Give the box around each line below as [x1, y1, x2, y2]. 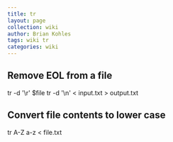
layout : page [7, 17, 46, 24]
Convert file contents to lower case [7, 109, 166, 121]
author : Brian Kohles [7, 30, 72, 38]
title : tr [7, 10, 37, 18]
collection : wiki [7, 23, 59, 31]
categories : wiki [7, 43, 59, 50]
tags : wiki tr [7, 37, 50, 44]
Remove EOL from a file [7, 70, 113, 82]
